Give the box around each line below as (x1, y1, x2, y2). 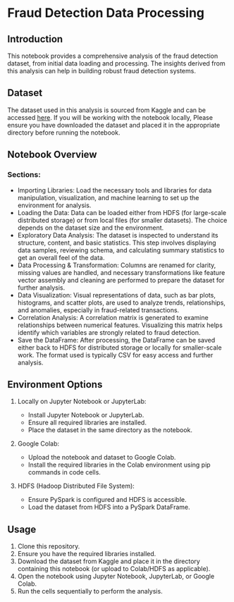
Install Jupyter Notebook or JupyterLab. (27, 411, 144, 419)
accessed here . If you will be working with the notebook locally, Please (7, 113, 214, 121)
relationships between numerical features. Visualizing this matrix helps (17, 321, 223, 329)
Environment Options (7, 379, 103, 391)
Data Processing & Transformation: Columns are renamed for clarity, (17, 261, 216, 269)
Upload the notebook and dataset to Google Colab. (27, 453, 176, 462)
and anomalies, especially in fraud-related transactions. (17, 305, 180, 314)
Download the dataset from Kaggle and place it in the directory (17, 557, 201, 565)
